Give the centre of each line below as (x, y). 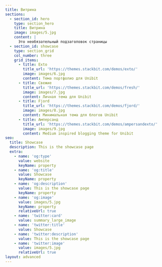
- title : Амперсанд (38, 119)
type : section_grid (34, 51)
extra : (16, 152)
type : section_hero (34, 23)
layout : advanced (23, 257)
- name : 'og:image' (34, 198)
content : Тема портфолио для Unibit (61, 78)
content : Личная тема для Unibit (57, 97)
